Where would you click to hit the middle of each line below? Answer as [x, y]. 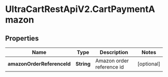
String [83, 64]
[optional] [149, 64]
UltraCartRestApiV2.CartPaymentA [80, 9]
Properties [22, 38]
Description [114, 52]
